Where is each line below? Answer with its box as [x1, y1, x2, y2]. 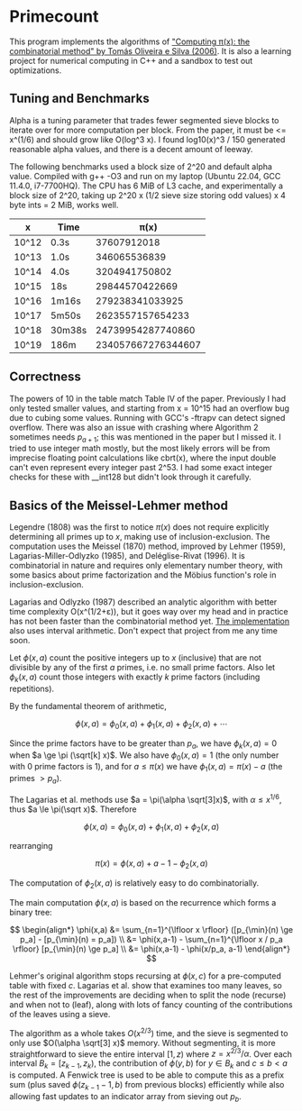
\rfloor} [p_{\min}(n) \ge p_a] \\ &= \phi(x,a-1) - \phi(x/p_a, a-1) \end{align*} [12, 943, 291, 954]
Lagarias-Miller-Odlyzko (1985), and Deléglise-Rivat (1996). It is [9, 551, 245, 561]
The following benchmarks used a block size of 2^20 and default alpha [9, 160, 273, 172]
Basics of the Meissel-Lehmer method [9, 497, 228, 513]
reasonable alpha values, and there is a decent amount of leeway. [9, 143, 253, 154]
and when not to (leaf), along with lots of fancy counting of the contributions [9, 999, 293, 1010]
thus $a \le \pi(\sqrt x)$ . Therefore [9, 804, 137, 815]
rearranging [9, 841, 53, 851]
